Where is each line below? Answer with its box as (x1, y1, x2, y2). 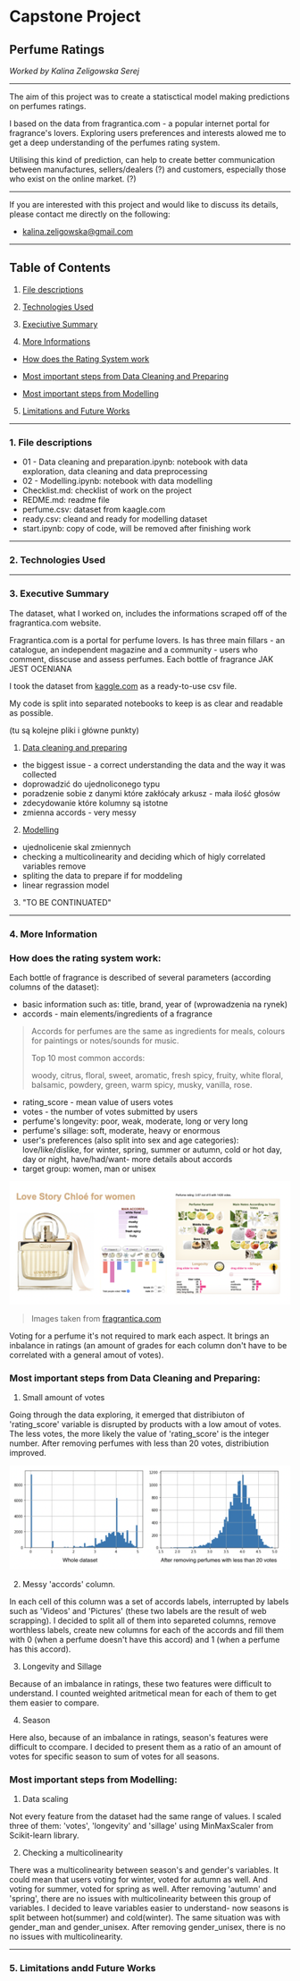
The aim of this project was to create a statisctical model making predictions (9, 91, 290, 102)
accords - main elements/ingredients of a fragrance (21, 1008, 212, 1019)
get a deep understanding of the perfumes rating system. (9, 137, 221, 148)
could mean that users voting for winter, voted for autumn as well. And (9, 1875, 268, 1885)
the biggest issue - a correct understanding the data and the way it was (21, 759, 286, 770)
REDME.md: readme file (21, 495, 110, 506)
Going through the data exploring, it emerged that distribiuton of (9, 1409, 246, 1420)
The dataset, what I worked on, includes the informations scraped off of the (9, 608, 287, 618)
